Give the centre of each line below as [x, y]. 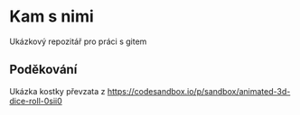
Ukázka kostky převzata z [57, 91]
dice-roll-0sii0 [36, 101]
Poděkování [43, 70]
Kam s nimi [52, 17]
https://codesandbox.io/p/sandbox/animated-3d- [199, 91]
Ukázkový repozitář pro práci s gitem [78, 41]
